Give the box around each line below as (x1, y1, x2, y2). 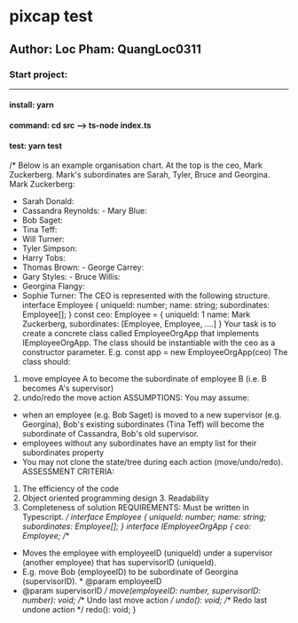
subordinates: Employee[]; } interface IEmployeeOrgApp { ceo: (21, 521, 251, 532)
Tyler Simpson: (21, 243, 77, 254)
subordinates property (21, 447, 105, 458)
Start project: (9, 68, 68, 81)
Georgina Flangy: (21, 281, 86, 292)
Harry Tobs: (21, 253, 67, 264)
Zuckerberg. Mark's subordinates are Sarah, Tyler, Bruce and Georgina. (9, 170, 271, 180)
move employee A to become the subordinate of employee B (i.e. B (21, 374, 268, 384)
